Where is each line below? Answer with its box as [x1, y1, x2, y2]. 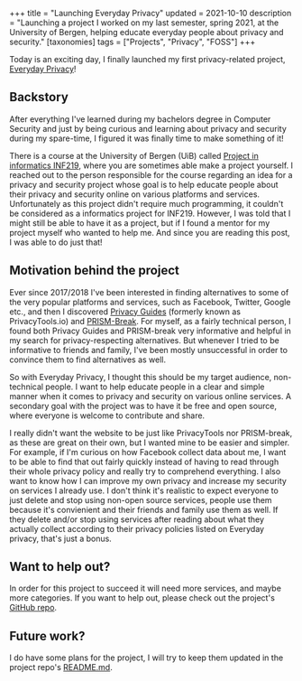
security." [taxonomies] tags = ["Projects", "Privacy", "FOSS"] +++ [9, 36, 256, 47]
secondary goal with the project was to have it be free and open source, [9, 400, 278, 411]
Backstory [9, 89, 69, 105]
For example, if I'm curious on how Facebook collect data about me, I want [9, 446, 287, 457]
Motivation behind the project [9, 263, 180, 278]
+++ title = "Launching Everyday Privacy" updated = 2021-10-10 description [9, 8, 292, 18]
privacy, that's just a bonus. [9, 533, 113, 544]
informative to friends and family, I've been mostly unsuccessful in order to [9, 344, 288, 355]
